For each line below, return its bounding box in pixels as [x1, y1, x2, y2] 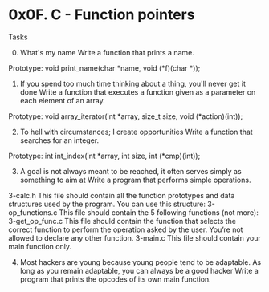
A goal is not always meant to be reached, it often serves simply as [19, 166, 243, 176]
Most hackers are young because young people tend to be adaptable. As [19, 257, 262, 266]
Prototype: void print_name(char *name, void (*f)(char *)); [8, 63, 201, 73]
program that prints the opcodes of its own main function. [19, 274, 211, 284]
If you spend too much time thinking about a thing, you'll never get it [19, 79, 247, 88]
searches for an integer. [19, 135, 100, 145]
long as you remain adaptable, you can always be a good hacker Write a [19, 266, 259, 275]
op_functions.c [8, 207, 58, 217]
